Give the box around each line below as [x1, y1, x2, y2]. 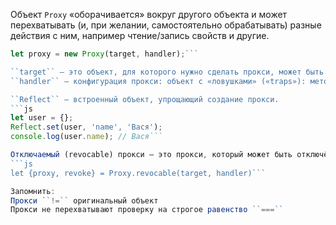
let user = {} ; [10, 113, 74, 123]
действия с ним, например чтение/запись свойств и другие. [10, 30, 270, 41]
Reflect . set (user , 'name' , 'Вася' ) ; [10, 122, 163, 133]
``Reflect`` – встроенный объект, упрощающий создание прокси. [10, 94, 280, 104]
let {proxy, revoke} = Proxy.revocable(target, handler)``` [10, 168, 267, 178]
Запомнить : [10, 186, 56, 196]
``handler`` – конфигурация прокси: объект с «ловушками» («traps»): [10, 76, 307, 86]
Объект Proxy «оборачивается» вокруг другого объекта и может [10, 9, 288, 20]
